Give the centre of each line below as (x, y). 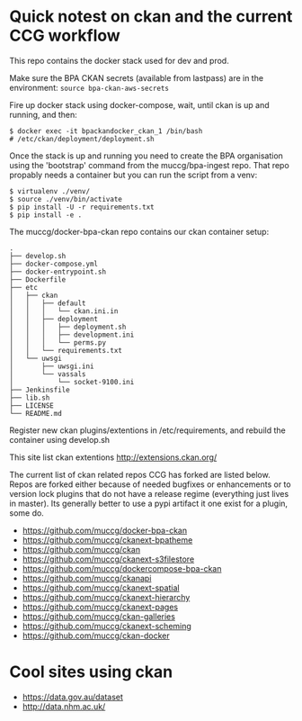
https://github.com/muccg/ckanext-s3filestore (108, 559)
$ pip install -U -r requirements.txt (82, 207)
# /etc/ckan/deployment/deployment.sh (82, 139)
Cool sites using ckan (91, 672)
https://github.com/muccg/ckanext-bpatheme (107, 540)
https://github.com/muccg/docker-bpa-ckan (104, 530)
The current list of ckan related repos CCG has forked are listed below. (140, 474)
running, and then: (44, 114)
